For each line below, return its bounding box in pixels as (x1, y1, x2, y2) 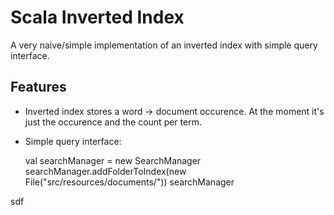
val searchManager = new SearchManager (24, 154, 202, 166)
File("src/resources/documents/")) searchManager (24, 176, 235, 188)
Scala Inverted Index (10, 6, 185, 29)
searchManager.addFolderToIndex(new (24, 165, 187, 177)
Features (10, 79, 67, 96)
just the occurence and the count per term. (24, 116, 202, 128)
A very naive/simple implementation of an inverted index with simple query (10, 39, 318, 51)
